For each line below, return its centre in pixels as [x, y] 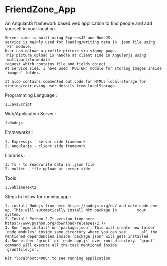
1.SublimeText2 [21, 187]
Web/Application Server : [31, 113]
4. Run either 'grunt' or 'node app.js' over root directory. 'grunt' [80, 241]
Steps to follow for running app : [38, 196]
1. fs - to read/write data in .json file [50, 164]
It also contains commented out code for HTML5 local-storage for [76, 81]
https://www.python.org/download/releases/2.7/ [56, 223]
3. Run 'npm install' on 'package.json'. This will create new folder [80, 228]
